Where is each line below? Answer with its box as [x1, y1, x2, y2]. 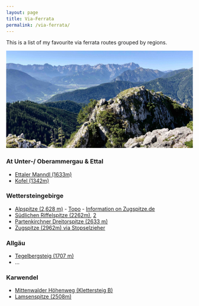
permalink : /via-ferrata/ [6, 22, 70, 28]
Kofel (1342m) [14, 177, 49, 184]
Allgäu [6, 239, 25, 247]
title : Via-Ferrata [6, 15, 54, 22]
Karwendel [6, 273, 38, 282]
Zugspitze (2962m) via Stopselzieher [14, 224, 105, 231]
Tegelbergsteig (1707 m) [14, 252, 74, 260]
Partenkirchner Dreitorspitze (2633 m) [14, 218, 108, 225]
